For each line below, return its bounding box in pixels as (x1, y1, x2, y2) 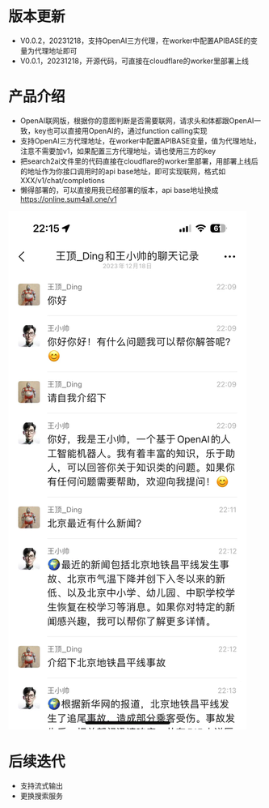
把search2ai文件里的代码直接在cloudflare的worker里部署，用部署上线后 (19, 156, 258, 166)
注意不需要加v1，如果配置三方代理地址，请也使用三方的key (19, 146, 216, 156)
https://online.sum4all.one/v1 (19, 194, 117, 203)
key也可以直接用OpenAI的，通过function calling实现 (34, 126, 208, 135)
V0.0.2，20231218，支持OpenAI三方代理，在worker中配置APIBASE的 (19, 36, 251, 45)
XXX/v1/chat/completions (19, 175, 105, 185)
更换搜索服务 (19, 791, 63, 801)
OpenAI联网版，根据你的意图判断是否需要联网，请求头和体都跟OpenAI (19, 115, 254, 126)
